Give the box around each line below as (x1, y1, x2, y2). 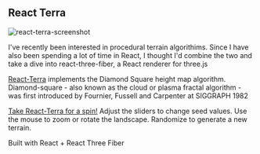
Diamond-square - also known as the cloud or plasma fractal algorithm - (8, 82, 241, 92)
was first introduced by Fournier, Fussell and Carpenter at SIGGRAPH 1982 (8, 90, 249, 101)
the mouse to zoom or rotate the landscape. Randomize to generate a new (8, 114, 248, 124)
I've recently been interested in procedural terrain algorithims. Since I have (8, 42, 249, 52)
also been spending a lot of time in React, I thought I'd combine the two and (8, 50, 253, 60)
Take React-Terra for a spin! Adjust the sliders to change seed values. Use (8, 106, 247, 115)
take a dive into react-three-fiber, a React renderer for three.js (8, 59, 208, 68)
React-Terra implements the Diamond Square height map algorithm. (8, 74, 226, 83)
